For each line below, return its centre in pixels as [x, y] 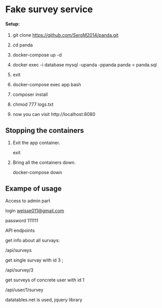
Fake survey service [49, 9]
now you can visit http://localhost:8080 [54, 114]
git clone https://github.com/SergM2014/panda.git [65, 35]
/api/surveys [18, 250]
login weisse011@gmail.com [35, 211]
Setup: [13, 23]
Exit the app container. [36, 143]
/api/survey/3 [19, 270]
